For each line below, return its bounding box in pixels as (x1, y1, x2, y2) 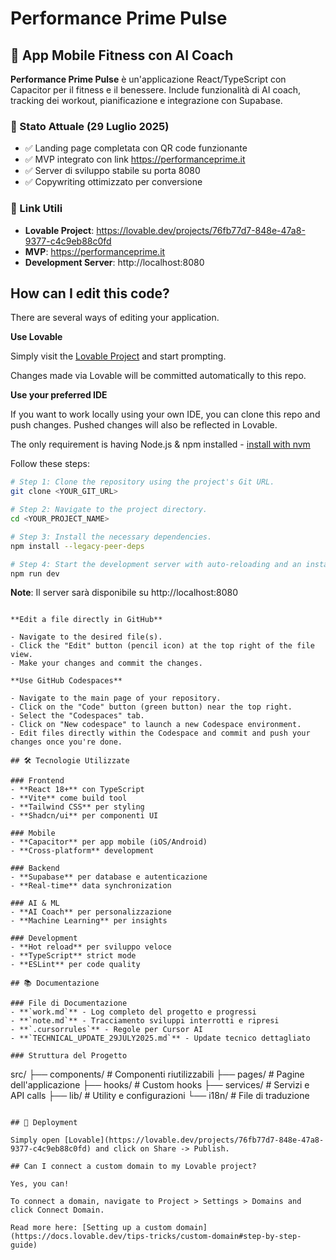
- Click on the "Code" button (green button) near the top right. (10, 702, 293, 712)
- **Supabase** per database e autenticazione (10, 872, 208, 882)
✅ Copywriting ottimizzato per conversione (24, 176, 203, 188)
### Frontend (10, 776, 65, 786)
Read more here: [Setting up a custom (10, 1223, 172, 1233)
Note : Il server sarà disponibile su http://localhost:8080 (10, 587, 238, 599)
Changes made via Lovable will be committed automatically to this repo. (10, 370, 307, 382)
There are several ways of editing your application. (10, 312, 220, 324)
